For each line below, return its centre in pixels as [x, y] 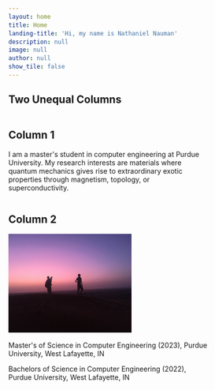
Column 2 [32, 219]
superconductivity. [39, 187]
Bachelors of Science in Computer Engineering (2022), [97, 369]
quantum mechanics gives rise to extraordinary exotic [95, 171]
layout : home [30, 17]
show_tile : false [37, 67]
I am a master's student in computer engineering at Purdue [104, 154]
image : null [28, 50]
